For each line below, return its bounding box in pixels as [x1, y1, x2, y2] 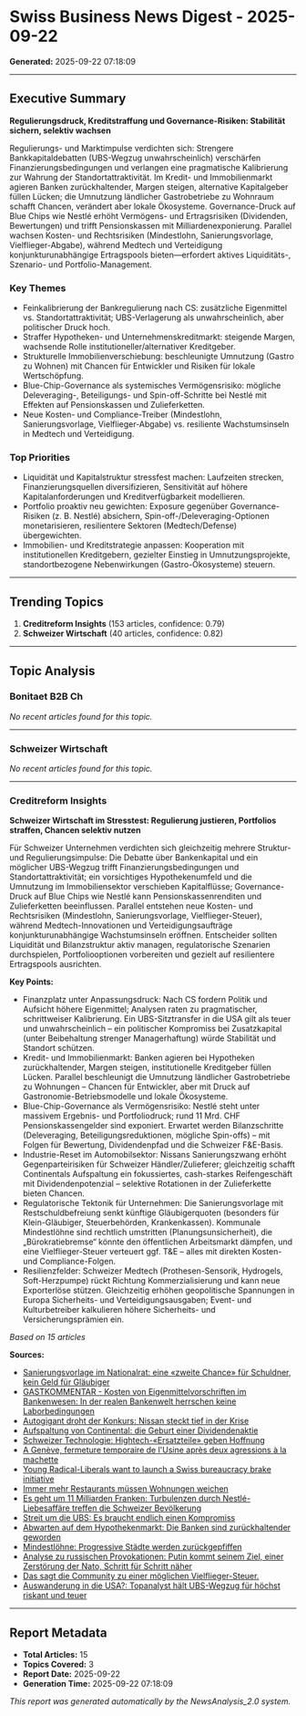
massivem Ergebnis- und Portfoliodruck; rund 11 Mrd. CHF [22, 1110, 241, 1121]
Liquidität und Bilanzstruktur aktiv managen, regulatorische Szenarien [9, 940, 270, 951]
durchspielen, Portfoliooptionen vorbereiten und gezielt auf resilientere [9, 949, 275, 960]
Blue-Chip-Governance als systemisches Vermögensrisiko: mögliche [22, 380, 281, 391]
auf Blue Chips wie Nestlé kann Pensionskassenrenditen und [34, 891, 262, 902]
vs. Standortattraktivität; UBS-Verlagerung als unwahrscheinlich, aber [22, 312, 284, 323]
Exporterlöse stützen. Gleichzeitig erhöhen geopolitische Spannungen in [22, 1284, 295, 1296]
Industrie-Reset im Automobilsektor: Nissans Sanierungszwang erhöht [22, 1149, 287, 1160]
